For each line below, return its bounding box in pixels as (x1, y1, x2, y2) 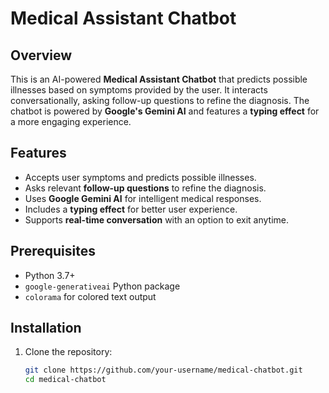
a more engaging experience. (10, 116, 132, 127)
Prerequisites (10, 243, 96, 260)
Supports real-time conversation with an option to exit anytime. (24, 213, 289, 226)
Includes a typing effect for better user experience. (24, 203, 238, 215)
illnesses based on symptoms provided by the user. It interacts (10, 84, 268, 96)
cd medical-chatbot (24, 375, 107, 385)
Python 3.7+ (24, 269, 76, 281)
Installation (10, 320, 82, 337)
